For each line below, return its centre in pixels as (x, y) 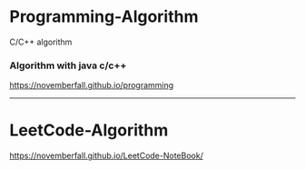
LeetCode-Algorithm (89, 130)
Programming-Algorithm (104, 17)
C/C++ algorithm (41, 42)
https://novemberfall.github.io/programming (92, 85)
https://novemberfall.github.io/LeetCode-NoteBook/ (107, 155)
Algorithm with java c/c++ (68, 65)
